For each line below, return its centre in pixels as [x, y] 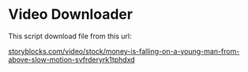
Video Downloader [70, 14]
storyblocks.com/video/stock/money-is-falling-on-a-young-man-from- [124, 51]
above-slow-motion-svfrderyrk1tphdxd [72, 59]
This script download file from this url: [70, 36]
